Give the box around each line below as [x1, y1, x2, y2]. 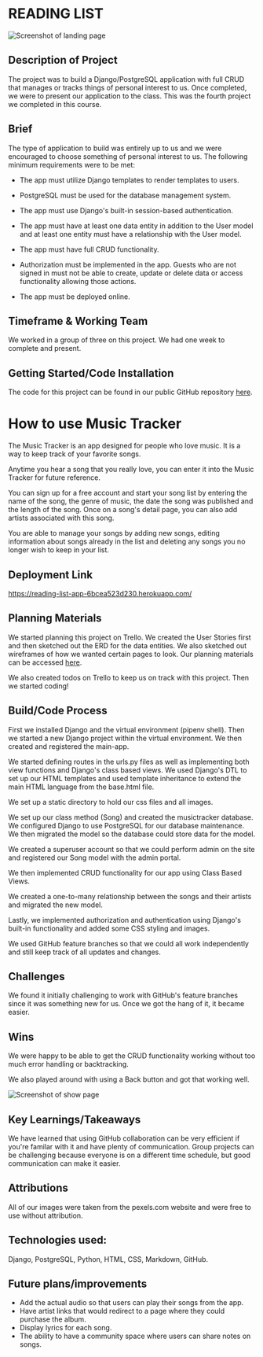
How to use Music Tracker [8, 415, 182, 433]
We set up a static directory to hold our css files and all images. [8, 797, 214, 806]
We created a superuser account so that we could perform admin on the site [8, 844, 255, 854]
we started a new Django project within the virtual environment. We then [8, 733, 242, 743]
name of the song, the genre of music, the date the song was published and [8, 496, 254, 506]
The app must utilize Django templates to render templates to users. [19, 175, 239, 185]
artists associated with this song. [8, 513, 115, 523]
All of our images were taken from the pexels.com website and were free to [8, 1202, 251, 1211]
